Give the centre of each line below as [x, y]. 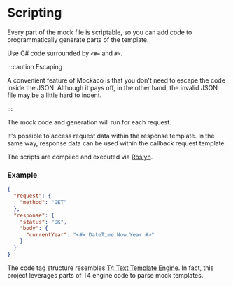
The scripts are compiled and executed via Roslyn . [80, 157]
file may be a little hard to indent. [55, 95]
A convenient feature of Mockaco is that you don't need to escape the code [116, 80]
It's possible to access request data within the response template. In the [111, 136]
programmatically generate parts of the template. [78, 39]
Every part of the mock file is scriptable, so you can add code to [100, 32]
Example [22, 175]
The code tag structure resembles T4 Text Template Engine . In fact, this [111, 268]
